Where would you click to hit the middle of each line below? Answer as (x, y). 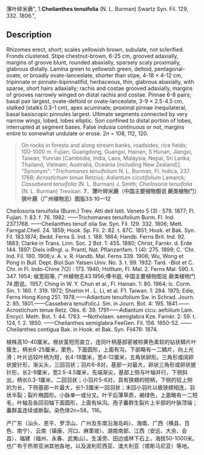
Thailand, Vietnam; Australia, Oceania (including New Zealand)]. (101, 164)
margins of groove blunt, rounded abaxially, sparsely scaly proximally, (93, 62)
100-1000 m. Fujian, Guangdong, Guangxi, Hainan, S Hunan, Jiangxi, (107, 151)
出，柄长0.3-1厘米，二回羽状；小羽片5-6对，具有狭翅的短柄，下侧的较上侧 (100, 380)
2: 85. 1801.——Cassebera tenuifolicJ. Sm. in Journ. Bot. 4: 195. (86, 303)
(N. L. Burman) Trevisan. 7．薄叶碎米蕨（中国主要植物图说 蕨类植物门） (109, 191)
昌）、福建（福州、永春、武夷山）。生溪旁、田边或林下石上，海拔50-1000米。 (102, 438)
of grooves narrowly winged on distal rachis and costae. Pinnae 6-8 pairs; (99, 94)
